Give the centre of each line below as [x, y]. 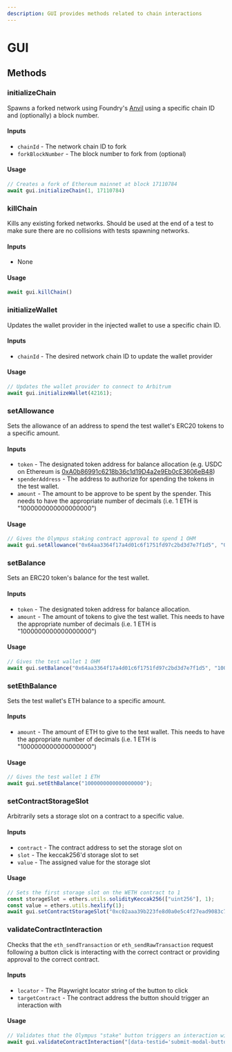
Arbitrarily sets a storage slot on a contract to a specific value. [96, 816]
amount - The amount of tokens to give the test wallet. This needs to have [121, 616]
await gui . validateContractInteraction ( [66, 1042]
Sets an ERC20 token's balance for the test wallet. [78, 578]
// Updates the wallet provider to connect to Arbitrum [89, 386]
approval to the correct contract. [54, 959]
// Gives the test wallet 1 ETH [54, 777]
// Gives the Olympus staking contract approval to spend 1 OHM [101, 539]
